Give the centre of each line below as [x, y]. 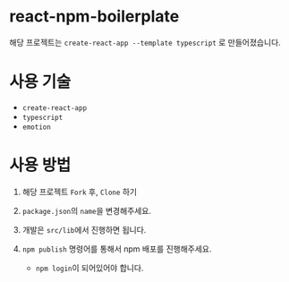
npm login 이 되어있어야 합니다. [89, 268]
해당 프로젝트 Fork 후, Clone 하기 [79, 192]
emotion [36, 127]
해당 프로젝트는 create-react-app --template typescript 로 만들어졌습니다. [145, 42]
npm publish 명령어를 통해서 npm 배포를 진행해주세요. [117, 249]
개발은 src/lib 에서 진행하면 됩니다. [84, 229]
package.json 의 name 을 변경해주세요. [87, 210]
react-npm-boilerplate [94, 17]
